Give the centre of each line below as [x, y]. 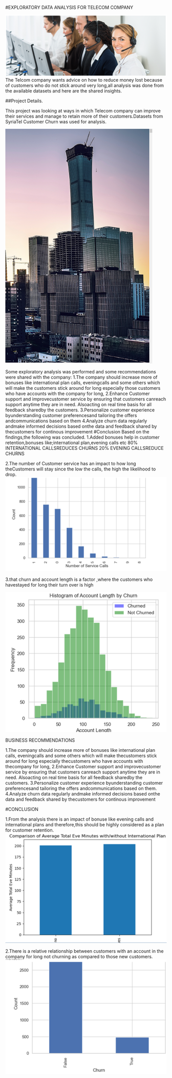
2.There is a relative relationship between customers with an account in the [84, 951]
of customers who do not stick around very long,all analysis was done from [85, 86]
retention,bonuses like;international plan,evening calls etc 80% [72, 443]
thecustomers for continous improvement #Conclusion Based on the [77, 432]
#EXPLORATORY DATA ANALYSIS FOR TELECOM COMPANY [69, 7]
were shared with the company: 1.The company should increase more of [81, 377]
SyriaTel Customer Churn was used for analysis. [56, 122]
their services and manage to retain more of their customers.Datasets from [84, 116]
